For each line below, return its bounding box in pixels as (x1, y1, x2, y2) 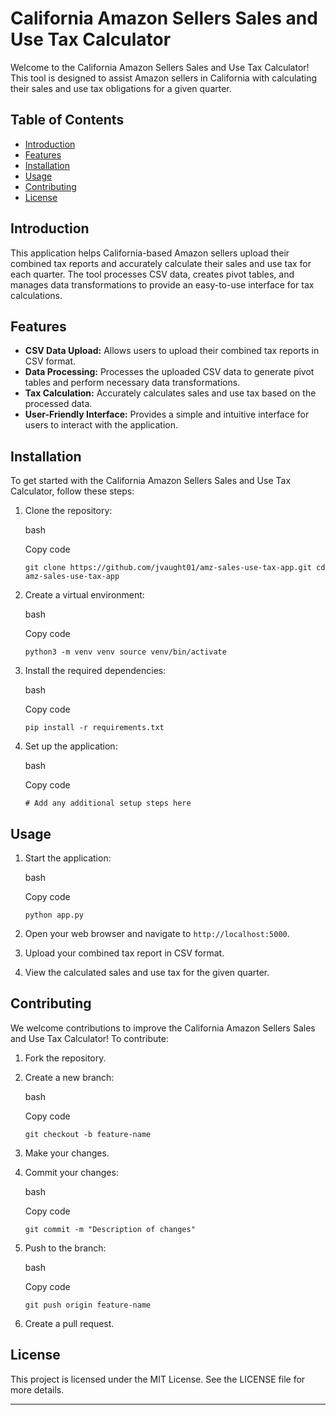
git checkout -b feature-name (24, 1129, 152, 1139)
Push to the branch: (24, 1242, 107, 1254)
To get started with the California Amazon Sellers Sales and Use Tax (10, 475, 292, 487)
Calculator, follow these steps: (10, 485, 135, 497)
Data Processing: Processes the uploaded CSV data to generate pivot (24, 366, 315, 378)
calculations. (10, 289, 63, 301)
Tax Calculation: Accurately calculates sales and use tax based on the (24, 387, 317, 399)
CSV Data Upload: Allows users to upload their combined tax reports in (24, 345, 320, 357)
